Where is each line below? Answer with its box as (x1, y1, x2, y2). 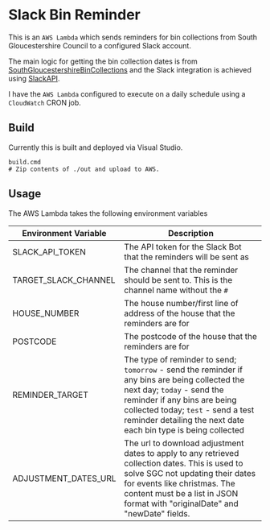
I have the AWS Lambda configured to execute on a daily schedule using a (8, 89, 246, 98)
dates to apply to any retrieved (124, 447, 239, 458)
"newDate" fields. (124, 507, 190, 519)
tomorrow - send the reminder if (124, 364, 243, 375)
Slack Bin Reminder (8, 6, 141, 24)
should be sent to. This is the (124, 274, 233, 285)
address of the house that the (124, 308, 235, 319)
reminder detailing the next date (124, 414, 245, 425)
